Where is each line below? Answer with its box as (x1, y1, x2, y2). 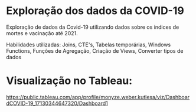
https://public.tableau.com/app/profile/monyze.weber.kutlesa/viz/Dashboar (6, 93, 190, 100)
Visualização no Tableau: (6, 74, 133, 87)
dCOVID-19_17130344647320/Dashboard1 (6, 100, 108, 107)
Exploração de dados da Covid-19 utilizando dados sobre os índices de (6, 23, 179, 30)
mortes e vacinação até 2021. (6, 29, 78, 36)
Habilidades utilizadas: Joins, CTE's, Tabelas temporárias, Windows (6, 41, 171, 48)
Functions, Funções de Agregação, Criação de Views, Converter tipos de (6, 47, 184, 54)
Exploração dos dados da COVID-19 (6, 4, 184, 18)
